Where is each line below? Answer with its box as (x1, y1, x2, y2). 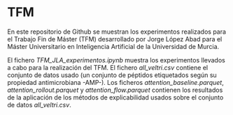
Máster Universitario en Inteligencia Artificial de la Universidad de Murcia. (7, 42, 220, 50)
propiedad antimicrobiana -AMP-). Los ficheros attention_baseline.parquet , (7, 78, 224, 86)
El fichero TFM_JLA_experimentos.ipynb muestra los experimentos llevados (7, 55, 225, 64)
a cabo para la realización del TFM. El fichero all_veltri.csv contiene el (7, 63, 209, 72)
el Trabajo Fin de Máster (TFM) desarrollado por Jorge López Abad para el (7, 34, 223, 43)
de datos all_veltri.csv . (7, 100, 71, 109)
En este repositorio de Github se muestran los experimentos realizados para (7, 27, 226, 36)
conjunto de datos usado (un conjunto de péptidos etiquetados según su (7, 71, 217, 79)
